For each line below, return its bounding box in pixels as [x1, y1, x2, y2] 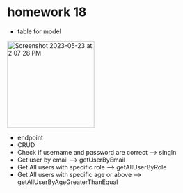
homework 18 [7, 4, 87, 20]
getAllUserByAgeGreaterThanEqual [17, 178, 118, 186]
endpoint [17, 133, 44, 142]
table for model [17, 27, 61, 35]
